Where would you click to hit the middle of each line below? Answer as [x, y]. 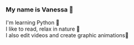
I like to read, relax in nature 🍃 [43, 29]
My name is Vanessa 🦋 [39, 10]
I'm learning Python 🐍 [33, 23]
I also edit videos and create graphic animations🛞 [67, 35]
